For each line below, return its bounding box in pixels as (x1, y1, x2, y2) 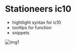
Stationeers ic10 (5, 3, 72, 15)
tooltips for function (12, 24, 52, 30)
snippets (12, 30, 30, 35)
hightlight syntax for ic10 (12, 19, 61, 25)
